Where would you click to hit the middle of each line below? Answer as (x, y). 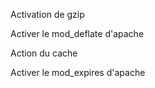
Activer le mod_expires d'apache (78, 72)
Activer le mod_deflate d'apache (77, 33)
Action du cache (44, 53)
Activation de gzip (47, 14)
